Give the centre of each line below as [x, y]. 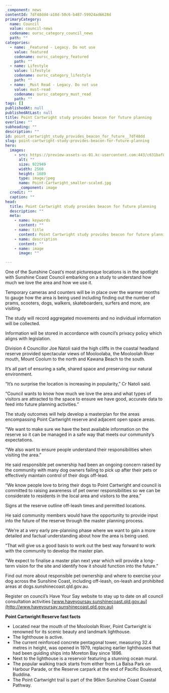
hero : [11, 146]
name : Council [24, 24]
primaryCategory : [23, 19]
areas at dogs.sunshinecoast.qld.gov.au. [47, 586]
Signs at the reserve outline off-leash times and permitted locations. [76, 506]
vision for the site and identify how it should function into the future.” [87, 566]
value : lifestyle [32, 71]
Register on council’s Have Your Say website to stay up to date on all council [84, 596]
